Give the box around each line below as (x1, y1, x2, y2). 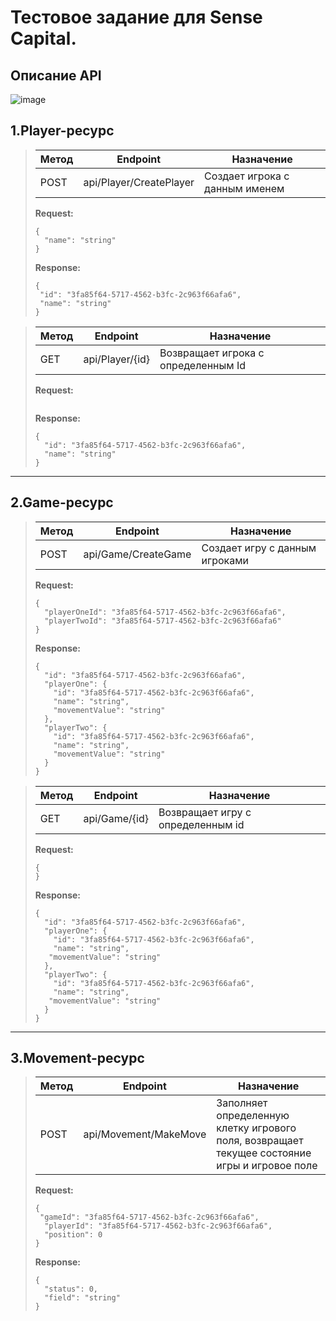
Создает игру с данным (201, 541, 317, 555)
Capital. (10, 27, 77, 50)
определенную (216, 1109, 290, 1123)
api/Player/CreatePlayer (83, 175, 195, 189)
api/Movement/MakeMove (83, 1127, 207, 1141)
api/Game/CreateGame (83, 547, 192, 561)
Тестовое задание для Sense (10, 6, 263, 29)
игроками (201, 553, 249, 567)
